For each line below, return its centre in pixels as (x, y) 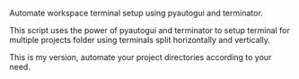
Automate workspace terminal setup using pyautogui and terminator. (136, 13)
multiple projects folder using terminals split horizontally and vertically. (140, 40)
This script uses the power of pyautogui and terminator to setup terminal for (149, 30)
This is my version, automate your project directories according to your (141, 57)
